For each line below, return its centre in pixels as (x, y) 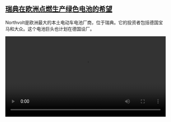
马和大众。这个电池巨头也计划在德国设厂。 (50, 29)
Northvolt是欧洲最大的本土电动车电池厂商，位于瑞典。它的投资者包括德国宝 (84, 22)
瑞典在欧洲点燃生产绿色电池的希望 (59, 9)
